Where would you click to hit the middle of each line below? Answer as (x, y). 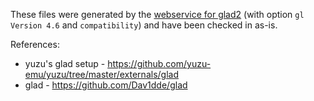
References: (35, 44)
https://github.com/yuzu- (159, 63)
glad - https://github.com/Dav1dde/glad (106, 85)
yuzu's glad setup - (65, 63)
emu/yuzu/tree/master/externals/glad (101, 74)
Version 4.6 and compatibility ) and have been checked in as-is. (144, 25)
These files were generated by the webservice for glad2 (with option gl (157, 14)
